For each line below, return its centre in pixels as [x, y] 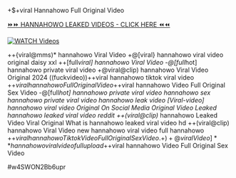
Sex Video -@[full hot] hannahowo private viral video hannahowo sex [109, 93]
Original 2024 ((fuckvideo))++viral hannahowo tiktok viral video [101, 77]
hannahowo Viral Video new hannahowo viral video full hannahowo [106, 130]
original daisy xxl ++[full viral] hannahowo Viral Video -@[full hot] [102, 62]
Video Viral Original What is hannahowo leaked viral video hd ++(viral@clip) [118, 123]
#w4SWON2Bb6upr [37, 167]
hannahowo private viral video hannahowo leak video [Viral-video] [106, 100]
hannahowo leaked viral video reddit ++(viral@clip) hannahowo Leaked [113, 115]
